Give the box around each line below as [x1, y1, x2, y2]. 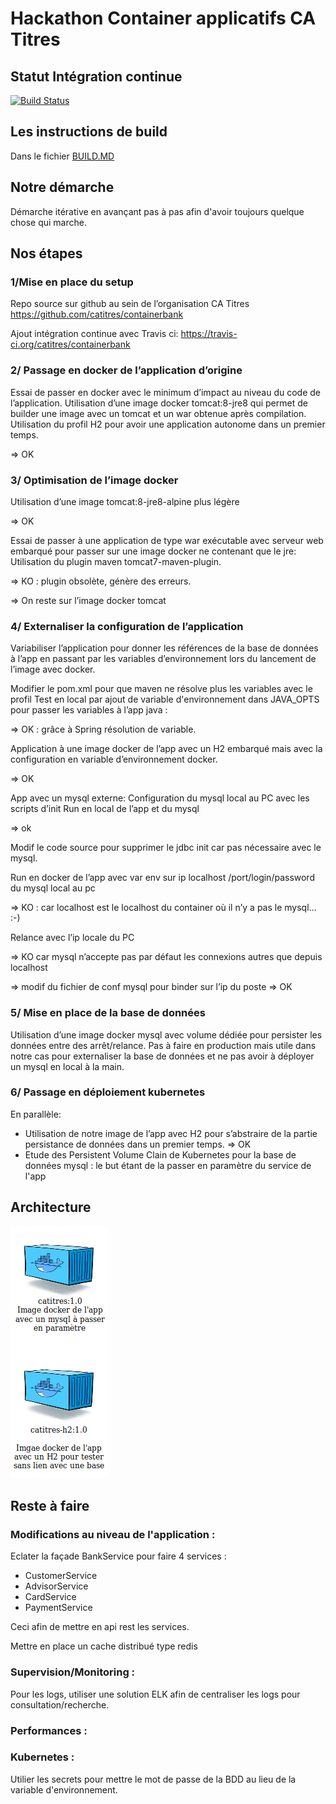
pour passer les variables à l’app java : [10, 704, 168, 716]
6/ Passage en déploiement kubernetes [10, 1085, 206, 1099]
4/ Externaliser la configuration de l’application [10, 619, 244, 633]
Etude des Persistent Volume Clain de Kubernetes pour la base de [24, 1148, 297, 1161]
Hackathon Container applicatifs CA [10, 7, 317, 30]
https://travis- [180, 328, 238, 340]
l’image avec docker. [10, 663, 96, 676]
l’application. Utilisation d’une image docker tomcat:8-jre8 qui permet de [10, 397, 308, 409]
